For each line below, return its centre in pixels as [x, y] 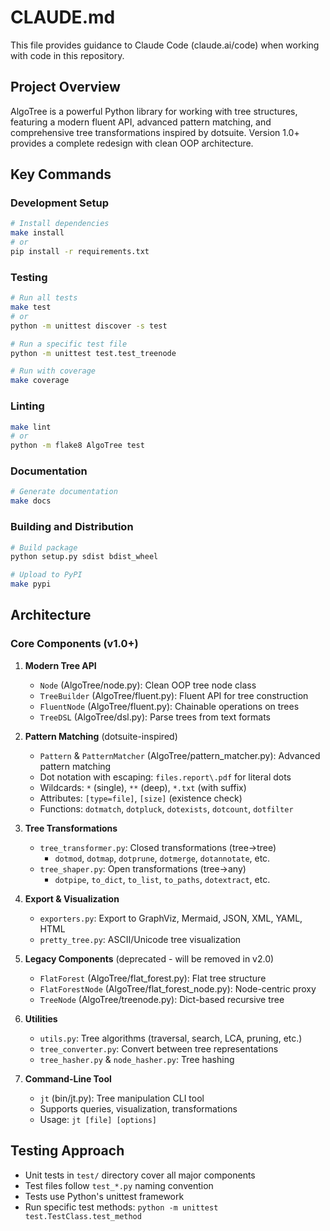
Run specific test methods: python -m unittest [121, 1207]
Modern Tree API [60, 665]
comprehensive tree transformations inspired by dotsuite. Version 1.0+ [155, 132]
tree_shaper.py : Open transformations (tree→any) [143, 868]
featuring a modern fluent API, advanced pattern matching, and [141, 122]
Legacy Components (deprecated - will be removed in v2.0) [149, 958]
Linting [27, 406]
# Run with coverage [53, 371]
